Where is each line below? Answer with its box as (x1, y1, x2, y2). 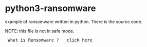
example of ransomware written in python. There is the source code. (5, 19, 143, 24)
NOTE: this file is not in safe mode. (5, 28, 74, 34)
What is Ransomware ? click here (7, 37, 92, 43)
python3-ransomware (5, 3, 96, 14)
